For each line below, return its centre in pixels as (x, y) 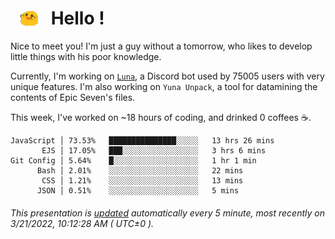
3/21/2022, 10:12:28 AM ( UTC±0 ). (82, 223)
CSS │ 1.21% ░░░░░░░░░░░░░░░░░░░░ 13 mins (142, 181)
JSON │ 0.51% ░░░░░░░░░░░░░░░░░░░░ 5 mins (138, 191)
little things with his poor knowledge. (86, 57)
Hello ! (77, 18)
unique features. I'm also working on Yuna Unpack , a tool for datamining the (164, 87)
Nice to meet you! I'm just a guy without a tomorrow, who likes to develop (161, 46)
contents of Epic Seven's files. (73, 98)
